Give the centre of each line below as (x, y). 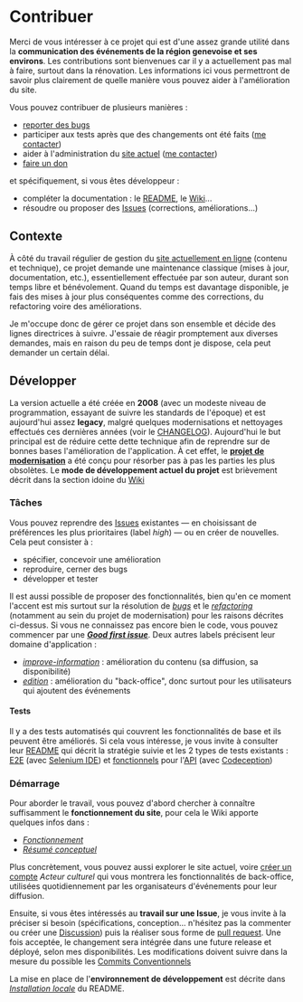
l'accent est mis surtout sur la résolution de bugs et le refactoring (131, 605)
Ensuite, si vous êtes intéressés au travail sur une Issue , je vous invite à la (148, 913)
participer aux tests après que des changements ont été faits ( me (144, 134)
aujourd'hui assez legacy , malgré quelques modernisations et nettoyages (146, 421)
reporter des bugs (56, 125)
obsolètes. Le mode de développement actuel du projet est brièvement (143, 470)
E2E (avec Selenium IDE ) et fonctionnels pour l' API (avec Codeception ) (141, 761)
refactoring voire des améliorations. (76, 306)
